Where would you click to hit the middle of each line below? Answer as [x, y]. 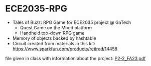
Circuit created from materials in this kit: [54, 43]
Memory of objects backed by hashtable [54, 38]
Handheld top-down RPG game [52, 33]
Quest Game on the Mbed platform [56, 27]
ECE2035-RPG [36, 9]
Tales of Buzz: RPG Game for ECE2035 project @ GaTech [72, 22]
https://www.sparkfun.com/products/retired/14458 [65, 49]
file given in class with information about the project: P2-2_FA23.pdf [75, 58]
